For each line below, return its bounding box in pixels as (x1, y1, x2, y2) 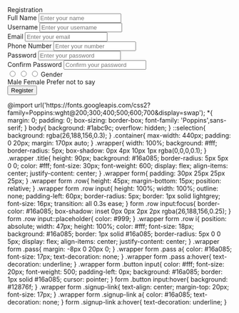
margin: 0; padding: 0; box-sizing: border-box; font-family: (7, 116, 180, 124)
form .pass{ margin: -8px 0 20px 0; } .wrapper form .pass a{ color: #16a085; (7, 245, 232, 253)
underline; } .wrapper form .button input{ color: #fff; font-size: (42, 260, 225, 268)
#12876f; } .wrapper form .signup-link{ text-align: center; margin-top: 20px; (7, 283, 230, 291)
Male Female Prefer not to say (7, 78, 96, 86)
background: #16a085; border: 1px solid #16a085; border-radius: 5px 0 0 (7, 230, 221, 238)
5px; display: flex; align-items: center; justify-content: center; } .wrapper (7, 237, 220, 245)
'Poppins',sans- (180, 116, 227, 124)
